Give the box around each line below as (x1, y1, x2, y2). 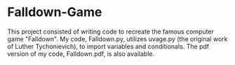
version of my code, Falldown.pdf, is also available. (7, 50, 155, 58)
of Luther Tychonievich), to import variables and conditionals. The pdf (7, 42, 209, 50)
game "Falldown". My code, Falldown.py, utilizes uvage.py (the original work (7, 34, 228, 43)
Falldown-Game (7, 4, 102, 20)
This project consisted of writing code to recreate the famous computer (7, 27, 214, 36)
